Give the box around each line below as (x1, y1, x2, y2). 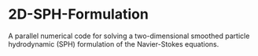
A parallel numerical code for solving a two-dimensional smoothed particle (8, 31, 250, 40)
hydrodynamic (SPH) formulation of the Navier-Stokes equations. (8, 39, 219, 48)
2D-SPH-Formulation (8, 5, 149, 23)
